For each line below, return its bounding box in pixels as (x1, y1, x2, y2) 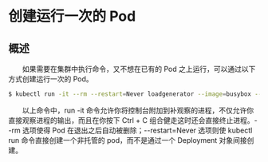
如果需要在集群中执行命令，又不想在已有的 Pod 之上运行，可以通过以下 (22, 65, 256, 73)
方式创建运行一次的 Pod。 (8, 74, 93, 84)
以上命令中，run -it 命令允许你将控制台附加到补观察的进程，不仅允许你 (22, 105, 254, 115)
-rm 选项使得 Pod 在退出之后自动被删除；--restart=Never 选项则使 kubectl (8, 125, 253, 135)
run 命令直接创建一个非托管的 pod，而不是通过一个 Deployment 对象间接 (8, 135, 247, 144)
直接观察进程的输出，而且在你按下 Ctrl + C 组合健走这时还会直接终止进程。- (8, 115, 258, 124)
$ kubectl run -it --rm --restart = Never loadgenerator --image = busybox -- (8, 90, 262, 98)
